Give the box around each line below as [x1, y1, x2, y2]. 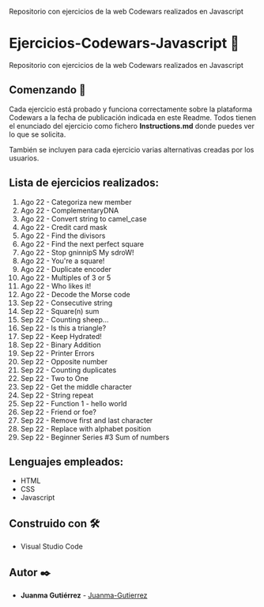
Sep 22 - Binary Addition [20, 340, 101, 349]
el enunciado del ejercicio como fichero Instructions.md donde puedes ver [9, 121, 255, 130]
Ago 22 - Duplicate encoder [20, 264, 111, 273]
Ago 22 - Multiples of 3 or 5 [20, 273, 111, 282]
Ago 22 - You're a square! [20, 256, 105, 266]
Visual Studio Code [20, 541, 84, 552]
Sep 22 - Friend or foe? [20, 407, 97, 417]
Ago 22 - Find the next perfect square [20, 239, 145, 248]
